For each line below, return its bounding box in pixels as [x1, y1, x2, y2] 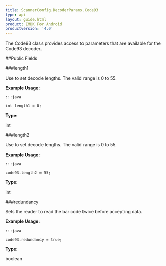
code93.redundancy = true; [5, 237, 62, 242]
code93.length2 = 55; [5, 170, 51, 175]
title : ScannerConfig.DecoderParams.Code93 [5, 7, 99, 13]
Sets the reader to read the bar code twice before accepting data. [5, 209, 143, 215]
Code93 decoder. [5, 46, 42, 52]
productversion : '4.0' [5, 26, 53, 31]
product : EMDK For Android [5, 21, 62, 27]
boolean [5, 256, 23, 262]
